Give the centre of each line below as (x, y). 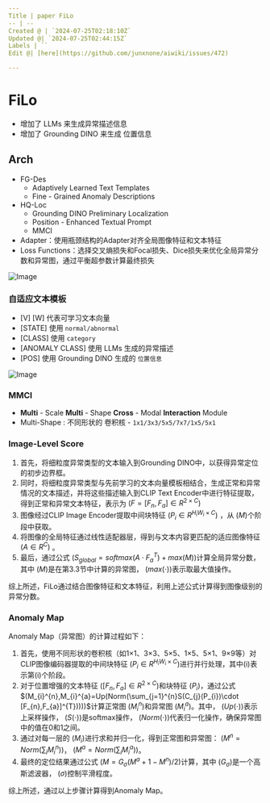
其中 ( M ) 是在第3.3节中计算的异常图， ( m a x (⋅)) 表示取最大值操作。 (128, 569)
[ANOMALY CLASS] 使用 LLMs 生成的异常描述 (97, 349)
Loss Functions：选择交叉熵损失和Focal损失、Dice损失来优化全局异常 (136, 250)
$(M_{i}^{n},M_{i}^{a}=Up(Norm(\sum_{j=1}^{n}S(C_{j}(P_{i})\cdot (129, 696)
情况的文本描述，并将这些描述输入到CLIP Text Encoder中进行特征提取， (139, 492)
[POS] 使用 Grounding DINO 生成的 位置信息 (91, 358)
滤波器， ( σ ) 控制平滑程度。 (72, 773)
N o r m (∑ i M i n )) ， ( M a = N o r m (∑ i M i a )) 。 (83, 750)
